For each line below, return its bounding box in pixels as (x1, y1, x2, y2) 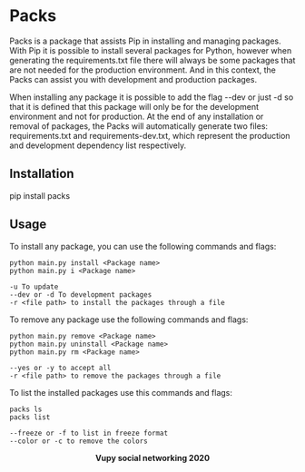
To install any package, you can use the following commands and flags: (9, 241, 277, 251)
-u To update (9, 282, 59, 291)
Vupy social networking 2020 (94, 452, 211, 463)
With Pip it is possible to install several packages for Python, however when (9, 44, 292, 55)
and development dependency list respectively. (9, 140, 187, 151)
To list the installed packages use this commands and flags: (9, 387, 233, 398)
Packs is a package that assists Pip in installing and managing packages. (9, 35, 281, 46)
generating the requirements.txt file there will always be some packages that (9, 54, 296, 65)
